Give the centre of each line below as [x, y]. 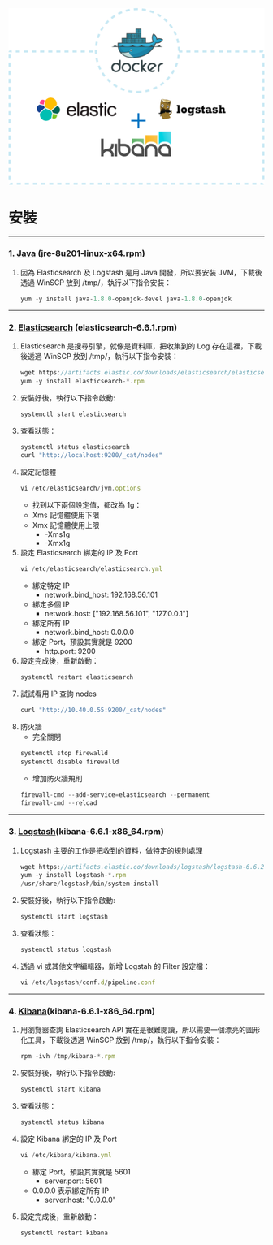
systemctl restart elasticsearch [77, 677]
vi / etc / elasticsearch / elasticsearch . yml [91, 569]
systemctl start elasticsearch [73, 414]
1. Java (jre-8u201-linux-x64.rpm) [77, 253]
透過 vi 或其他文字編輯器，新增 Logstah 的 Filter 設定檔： [115, 966]
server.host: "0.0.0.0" [80, 1200]
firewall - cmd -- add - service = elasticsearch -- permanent [115, 795]
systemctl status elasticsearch [75, 447]
